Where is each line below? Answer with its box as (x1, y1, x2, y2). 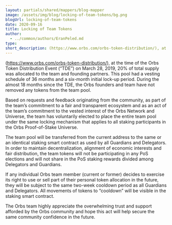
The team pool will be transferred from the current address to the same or (5, 134, 162, 140)
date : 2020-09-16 (5, 22, 43, 27)
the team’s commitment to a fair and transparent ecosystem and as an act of (5, 102, 167, 108)
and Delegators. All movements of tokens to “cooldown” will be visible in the (5, 188, 166, 194)
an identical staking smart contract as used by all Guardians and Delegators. (5, 139, 167, 146)
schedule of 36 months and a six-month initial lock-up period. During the (5, 76, 159, 82)
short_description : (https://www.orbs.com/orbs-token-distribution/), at (5, 46, 167, 51)
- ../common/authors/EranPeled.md (10, 36, 84, 42)
